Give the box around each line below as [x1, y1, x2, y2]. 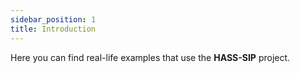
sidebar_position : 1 [10, 14, 97, 25]
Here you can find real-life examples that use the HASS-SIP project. [10, 51, 291, 63]
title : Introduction [10, 24, 97, 34]
